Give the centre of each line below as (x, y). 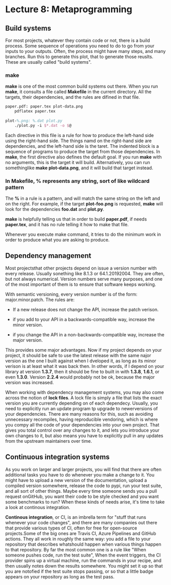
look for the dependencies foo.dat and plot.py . (55, 209)
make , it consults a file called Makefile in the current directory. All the (78, 92)
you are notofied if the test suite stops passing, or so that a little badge (79, 571)
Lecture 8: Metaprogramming (69, 9)
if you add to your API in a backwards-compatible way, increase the (84, 319)
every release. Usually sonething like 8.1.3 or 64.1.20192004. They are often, (85, 273)
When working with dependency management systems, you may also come (85, 392)
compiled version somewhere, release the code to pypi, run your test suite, (84, 486)
